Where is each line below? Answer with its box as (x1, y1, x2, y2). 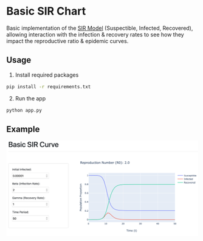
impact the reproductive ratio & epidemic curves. (6, 37, 129, 44)
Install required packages (15, 71, 79, 79)
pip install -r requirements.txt (6, 83, 91, 89)
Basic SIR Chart (6, 4, 86, 18)
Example (6, 124, 40, 134)
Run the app (15, 94, 46, 102)
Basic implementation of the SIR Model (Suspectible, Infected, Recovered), (6, 24, 193, 32)
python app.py (6, 107, 43, 113)
